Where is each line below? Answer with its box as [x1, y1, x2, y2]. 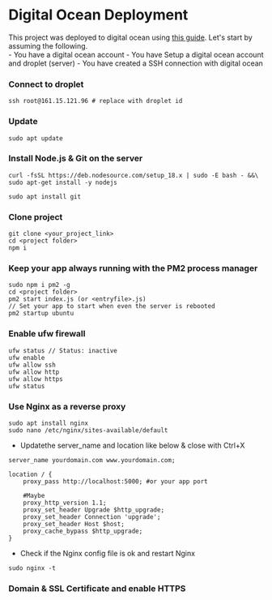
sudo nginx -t [8, 564, 57, 572]
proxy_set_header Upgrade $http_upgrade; [23, 506, 164, 514]
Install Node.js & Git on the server [8, 152, 143, 164]
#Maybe [23, 492, 45, 500]
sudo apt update [8, 134, 63, 143]
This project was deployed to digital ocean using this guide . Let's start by [8, 32, 253, 42]
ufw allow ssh [8, 361, 57, 369]
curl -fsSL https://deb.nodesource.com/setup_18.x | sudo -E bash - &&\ [8, 171, 259, 179]
